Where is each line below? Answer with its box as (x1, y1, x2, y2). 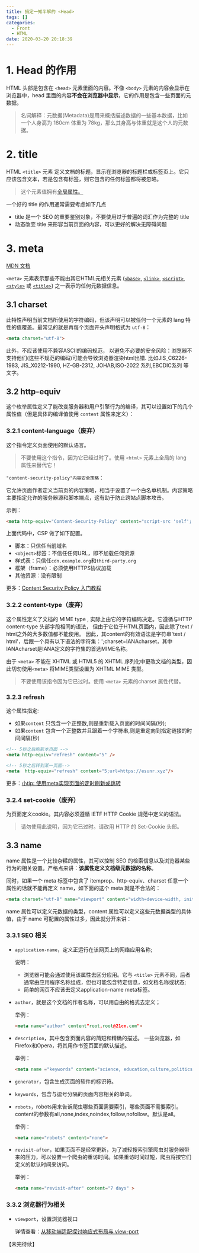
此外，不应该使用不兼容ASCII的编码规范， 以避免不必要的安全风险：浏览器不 (6, 347, 192, 354)
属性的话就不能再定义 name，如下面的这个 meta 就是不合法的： (6, 884, 161, 891)
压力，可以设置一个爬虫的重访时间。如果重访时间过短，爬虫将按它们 (25, 1153, 191, 1161)
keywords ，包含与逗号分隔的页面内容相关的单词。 (14, 1090, 135, 1097)
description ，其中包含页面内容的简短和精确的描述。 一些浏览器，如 (14, 1034, 181, 1041)
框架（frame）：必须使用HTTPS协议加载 (14, 564, 111, 572)
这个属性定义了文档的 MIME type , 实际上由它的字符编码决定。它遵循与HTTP (6, 615, 192, 622)
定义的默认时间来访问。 (14, 1161, 72, 1168)
